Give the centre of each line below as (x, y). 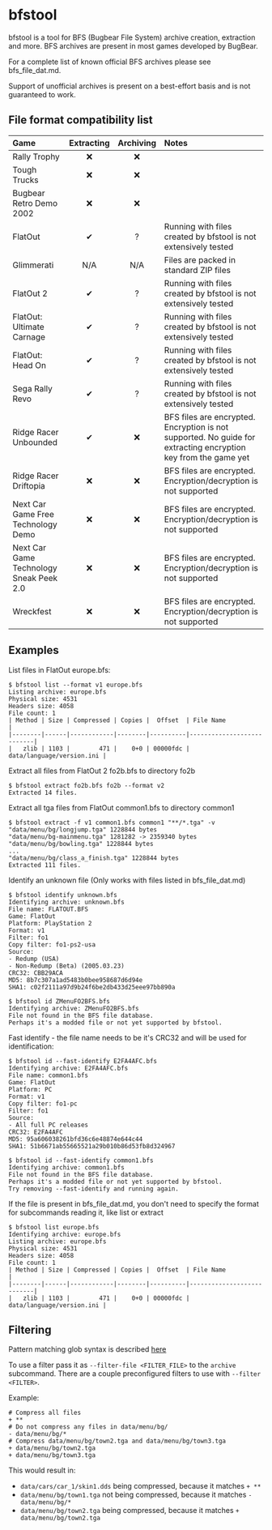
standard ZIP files (197, 270)
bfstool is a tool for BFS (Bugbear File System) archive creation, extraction (132, 37)
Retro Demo (35, 203)
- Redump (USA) (34, 959)
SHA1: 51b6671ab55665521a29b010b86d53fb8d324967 (92, 1146)
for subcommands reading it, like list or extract (86, 1212)
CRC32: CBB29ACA (36, 973)
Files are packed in (200, 259)
